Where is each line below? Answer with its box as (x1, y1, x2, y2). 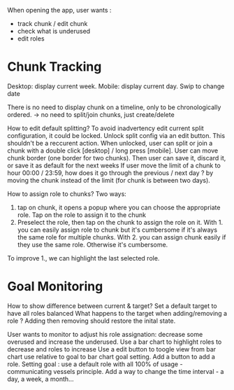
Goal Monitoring (7, 279, 103, 295)
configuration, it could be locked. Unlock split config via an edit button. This (7, 131, 226, 139)
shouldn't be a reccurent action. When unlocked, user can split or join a (7, 139, 213, 147)
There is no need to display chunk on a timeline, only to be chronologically (7, 103, 221, 111)
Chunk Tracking (7, 59, 102, 75)
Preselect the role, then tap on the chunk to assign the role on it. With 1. (17, 218, 224, 226)
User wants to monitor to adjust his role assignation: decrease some (7, 330, 203, 338)
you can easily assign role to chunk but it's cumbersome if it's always (17, 225, 218, 234)
